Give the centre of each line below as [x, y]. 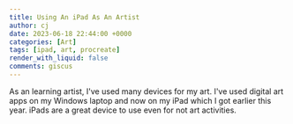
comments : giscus [41, 67]
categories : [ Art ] [43, 42]
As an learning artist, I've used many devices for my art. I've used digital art [146, 91]
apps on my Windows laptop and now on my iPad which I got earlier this [140, 100]
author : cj [29, 26]
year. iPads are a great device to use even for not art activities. [123, 110]
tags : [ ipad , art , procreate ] [65, 50]
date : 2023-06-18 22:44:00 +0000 [71, 33]
